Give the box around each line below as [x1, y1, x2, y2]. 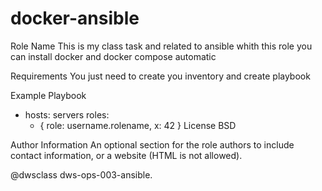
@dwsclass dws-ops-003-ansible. [10, 168, 153, 181]
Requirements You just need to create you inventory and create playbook [10, 70, 311, 82]
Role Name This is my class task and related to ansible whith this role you [10, 40, 313, 52]
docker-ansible [10, 7, 140, 30]
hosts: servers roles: [24, 108, 110, 121]
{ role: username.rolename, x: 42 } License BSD [39, 119, 237, 131]
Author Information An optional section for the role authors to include [10, 138, 295, 151]
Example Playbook [10, 89, 87, 101]
